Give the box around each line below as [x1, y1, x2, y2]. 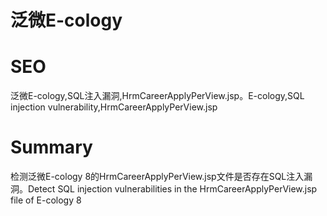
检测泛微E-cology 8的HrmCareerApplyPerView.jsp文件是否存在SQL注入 [10, 171, 305, 183]
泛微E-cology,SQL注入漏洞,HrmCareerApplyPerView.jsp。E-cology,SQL [10, 90, 305, 102]
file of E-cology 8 [10, 194, 82, 206]
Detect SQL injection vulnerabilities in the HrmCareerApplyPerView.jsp [27, 183, 318, 195]
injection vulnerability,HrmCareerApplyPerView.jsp [10, 101, 218, 113]
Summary [10, 136, 93, 159]
